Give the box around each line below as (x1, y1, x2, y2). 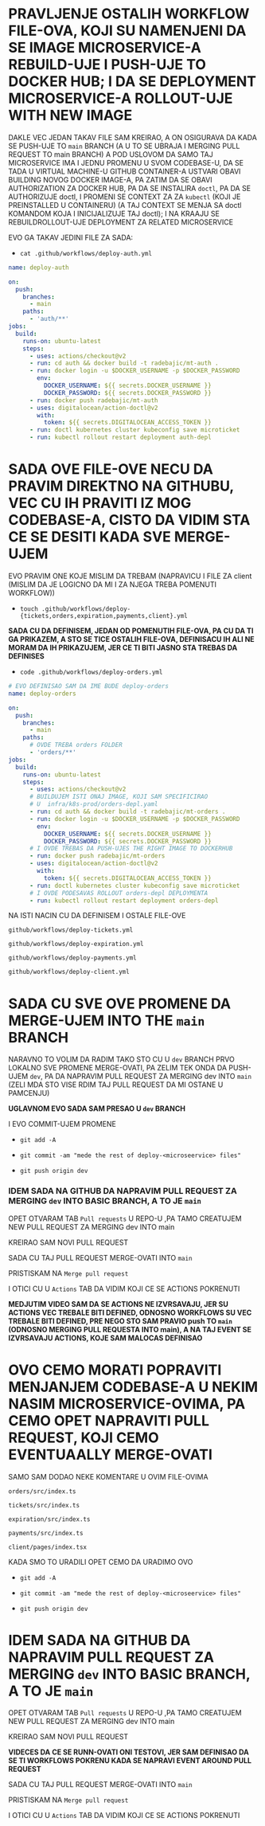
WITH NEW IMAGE (8, 107, 133, 124)
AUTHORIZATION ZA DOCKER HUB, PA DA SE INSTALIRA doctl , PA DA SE (8, 183, 251, 193)
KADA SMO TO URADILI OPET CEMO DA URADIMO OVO (8, 1557, 193, 1566)
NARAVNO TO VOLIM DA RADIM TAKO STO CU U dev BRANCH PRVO (8, 1054, 235, 1064)
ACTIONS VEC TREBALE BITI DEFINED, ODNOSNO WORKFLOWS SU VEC (8, 1308, 252, 1317)
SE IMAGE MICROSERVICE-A (8, 39, 201, 57)
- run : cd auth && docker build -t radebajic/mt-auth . (29, 359, 219, 367)
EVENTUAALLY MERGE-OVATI (8, 1445, 213, 1464)
